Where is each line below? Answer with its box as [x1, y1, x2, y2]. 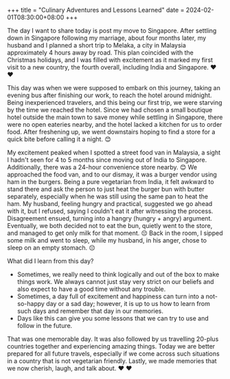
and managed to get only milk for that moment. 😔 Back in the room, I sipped [7, 229, 223, 237]
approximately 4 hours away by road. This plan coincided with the [7, 48, 194, 57]
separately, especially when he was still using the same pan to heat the [7, 192, 208, 201]
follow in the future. [16, 322, 73, 329]
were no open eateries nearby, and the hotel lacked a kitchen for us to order [7, 121, 222, 128]
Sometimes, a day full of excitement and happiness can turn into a [16, 292, 205, 300]
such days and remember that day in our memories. [16, 307, 163, 315]
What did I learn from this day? [7, 257, 94, 265]
